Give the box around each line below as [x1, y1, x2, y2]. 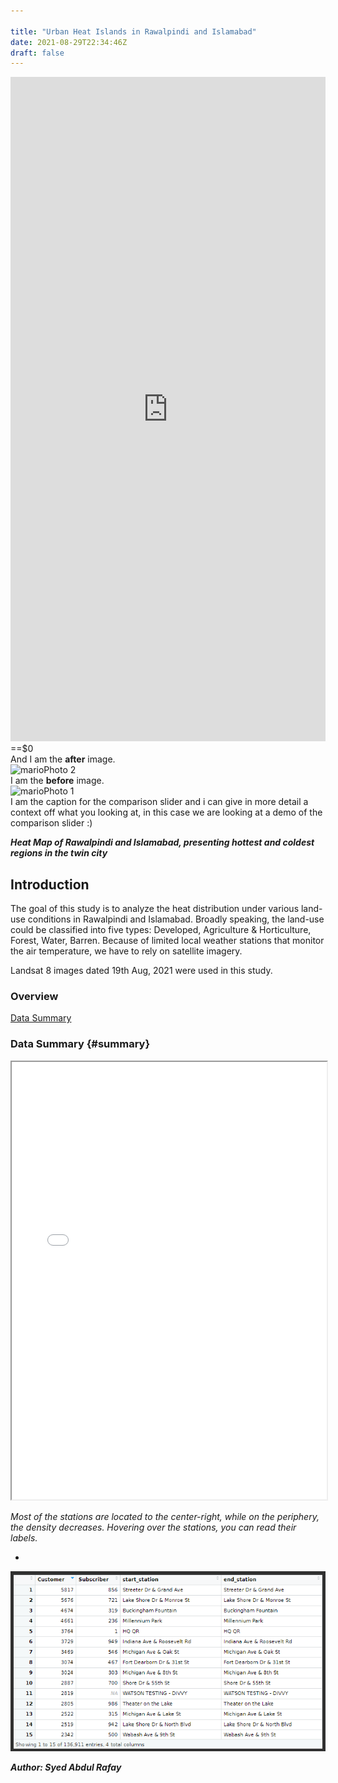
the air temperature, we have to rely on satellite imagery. [10, 945, 243, 957]
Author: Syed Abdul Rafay [10, 1761, 122, 1774]
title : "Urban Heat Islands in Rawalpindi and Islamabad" [10, 26, 257, 37]
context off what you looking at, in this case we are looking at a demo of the [10, 806, 323, 819]
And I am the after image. [10, 753, 116, 765]
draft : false [10, 48, 65, 58]
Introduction [10, 876, 90, 893]
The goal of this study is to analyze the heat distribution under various [10, 903, 300, 915]
